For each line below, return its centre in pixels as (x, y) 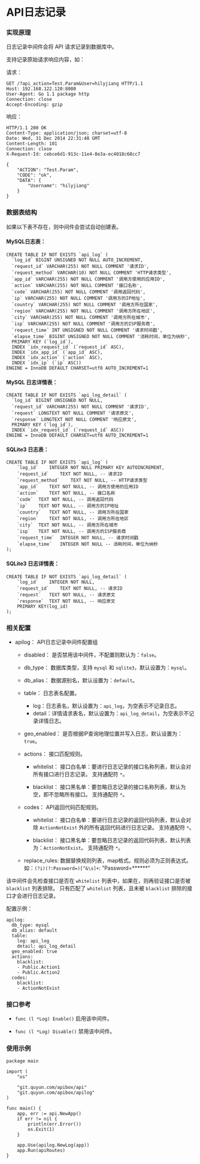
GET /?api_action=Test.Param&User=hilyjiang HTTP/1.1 (75, 84)
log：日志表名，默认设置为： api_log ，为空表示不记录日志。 (106, 706)
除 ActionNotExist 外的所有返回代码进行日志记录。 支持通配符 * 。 (113, 827)
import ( (17, 1072)
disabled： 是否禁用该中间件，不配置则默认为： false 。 (92, 655)
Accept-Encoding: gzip (34, 105)
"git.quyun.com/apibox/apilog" (56, 1093)
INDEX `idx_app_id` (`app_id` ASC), (57, 352)
